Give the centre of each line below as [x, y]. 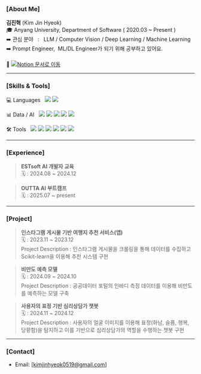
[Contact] [20, 352]
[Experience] [25, 152]
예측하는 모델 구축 [48, 294]
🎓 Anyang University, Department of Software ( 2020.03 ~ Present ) [91, 30]
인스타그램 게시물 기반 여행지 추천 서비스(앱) [72, 232]
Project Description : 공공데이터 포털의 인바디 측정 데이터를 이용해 [99, 286]
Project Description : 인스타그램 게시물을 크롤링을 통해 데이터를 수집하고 [106, 249]
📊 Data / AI [20, 114]
